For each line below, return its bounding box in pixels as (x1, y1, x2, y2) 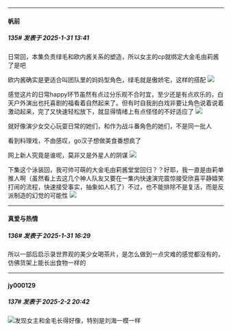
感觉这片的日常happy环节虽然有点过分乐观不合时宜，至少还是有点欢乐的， (8, 90, 218, 98)
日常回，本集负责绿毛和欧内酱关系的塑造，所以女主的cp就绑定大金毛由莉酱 (8, 52, 219, 60)
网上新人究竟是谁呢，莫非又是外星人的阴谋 (8, 151, 128, 159)
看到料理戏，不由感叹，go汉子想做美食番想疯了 (8, 136, 141, 145)
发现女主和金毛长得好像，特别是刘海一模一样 (14, 316, 141, 324)
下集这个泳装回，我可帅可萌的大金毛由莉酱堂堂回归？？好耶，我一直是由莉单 (8, 165, 224, 173)
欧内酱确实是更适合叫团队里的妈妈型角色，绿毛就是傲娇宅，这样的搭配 (8, 75, 206, 84)
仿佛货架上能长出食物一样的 (8, 258, 86, 267)
